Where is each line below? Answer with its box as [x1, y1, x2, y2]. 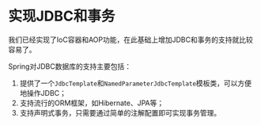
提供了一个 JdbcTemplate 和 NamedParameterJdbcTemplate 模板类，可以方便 [19, 78, 252, 88]
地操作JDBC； [19, 88, 67, 97]
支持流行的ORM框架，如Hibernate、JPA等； [19, 98, 165, 108]
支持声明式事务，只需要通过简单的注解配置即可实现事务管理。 [19, 108, 221, 117]
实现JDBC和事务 [8, 7, 115, 25]
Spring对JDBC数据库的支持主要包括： [8, 61, 132, 71]
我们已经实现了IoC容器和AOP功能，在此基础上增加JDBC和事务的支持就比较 [8, 35, 253, 44]
